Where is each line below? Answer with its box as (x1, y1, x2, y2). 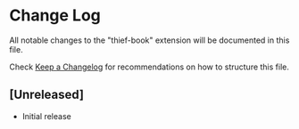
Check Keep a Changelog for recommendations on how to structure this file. (9, 61, 290, 72)
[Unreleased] (9, 87, 85, 102)
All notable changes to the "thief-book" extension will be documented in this (9, 35, 290, 45)
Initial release (21, 110, 71, 121)
